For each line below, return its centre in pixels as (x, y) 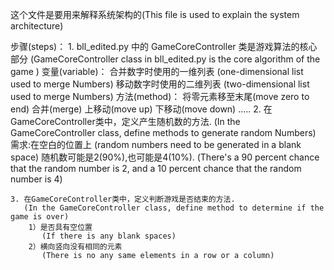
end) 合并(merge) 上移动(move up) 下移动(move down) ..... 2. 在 (141, 109)
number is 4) (36, 179)
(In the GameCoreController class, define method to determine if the (174, 208)
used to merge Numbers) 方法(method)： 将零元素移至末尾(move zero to (160, 96)
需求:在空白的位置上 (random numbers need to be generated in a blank (156, 144)
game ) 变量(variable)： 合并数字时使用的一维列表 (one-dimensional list (157, 71)
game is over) (40, 217)
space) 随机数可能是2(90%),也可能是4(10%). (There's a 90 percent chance (165, 157)
